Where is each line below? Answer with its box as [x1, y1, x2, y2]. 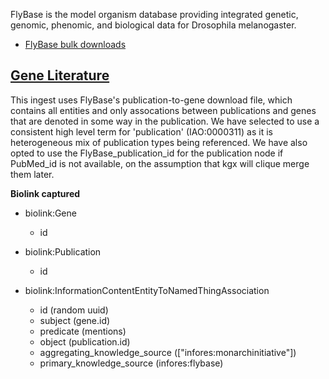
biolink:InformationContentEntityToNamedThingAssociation [24, 284, 270, 296]
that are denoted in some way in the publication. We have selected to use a [10, 115, 320, 127]
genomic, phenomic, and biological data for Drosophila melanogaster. [10, 19, 297, 31]
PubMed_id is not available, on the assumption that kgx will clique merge [10, 157, 310, 169]
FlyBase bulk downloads [24, 39, 127, 50]
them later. [10, 168, 55, 180]
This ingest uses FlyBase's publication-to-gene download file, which [10, 94, 293, 106]
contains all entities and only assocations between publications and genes [10, 104, 317, 116]
